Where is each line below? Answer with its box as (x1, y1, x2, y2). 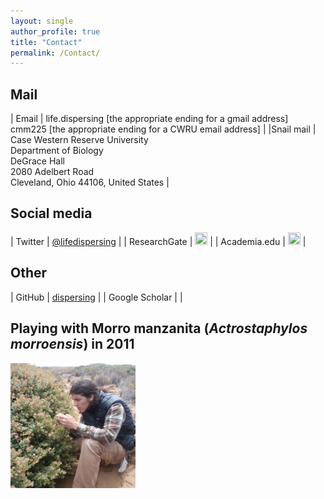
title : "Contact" (10, 37, 83, 47)
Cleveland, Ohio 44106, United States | (10, 176, 170, 189)
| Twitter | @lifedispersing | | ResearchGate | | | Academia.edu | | (10, 235, 307, 247)
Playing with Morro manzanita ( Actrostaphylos (10, 320, 308, 337)
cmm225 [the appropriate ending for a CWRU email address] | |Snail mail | (10, 123, 317, 135)
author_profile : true (10, 26, 101, 37)
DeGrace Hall (10, 155, 65, 167)
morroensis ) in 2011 (10, 336, 135, 353)
